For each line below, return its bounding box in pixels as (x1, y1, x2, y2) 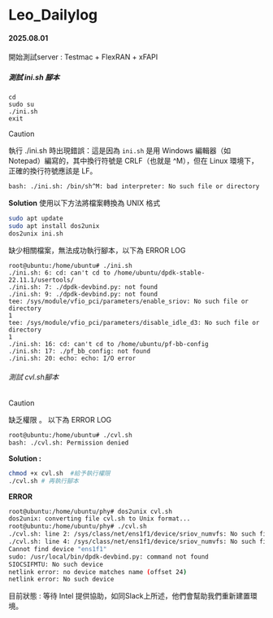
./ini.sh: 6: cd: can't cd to (8, 269, 111, 277)
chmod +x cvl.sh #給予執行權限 (8, 469, 111, 477)
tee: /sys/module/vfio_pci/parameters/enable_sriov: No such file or (8, 297, 249, 305)
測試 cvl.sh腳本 (8, 372, 59, 382)
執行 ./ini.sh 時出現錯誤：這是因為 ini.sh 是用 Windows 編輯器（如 (8, 146, 232, 156)
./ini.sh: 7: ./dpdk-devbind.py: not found (8, 283, 158, 291)
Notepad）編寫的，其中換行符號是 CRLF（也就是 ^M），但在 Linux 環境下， (8, 156, 258, 166)
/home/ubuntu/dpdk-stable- (113, 269, 206, 277)
